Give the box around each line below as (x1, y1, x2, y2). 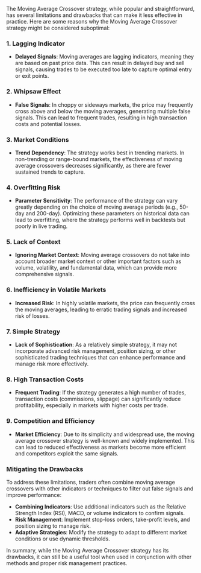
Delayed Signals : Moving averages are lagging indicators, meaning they (14, 53, 194, 60)
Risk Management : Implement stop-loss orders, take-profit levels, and (14, 516, 191, 523)
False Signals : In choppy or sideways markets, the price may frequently (14, 101, 194, 108)
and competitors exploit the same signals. (14, 449, 119, 457)
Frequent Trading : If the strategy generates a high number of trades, (14, 389, 187, 396)
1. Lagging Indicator (6, 39, 65, 48)
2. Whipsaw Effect (6, 87, 61, 96)
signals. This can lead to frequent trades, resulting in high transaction (14, 114, 188, 121)
